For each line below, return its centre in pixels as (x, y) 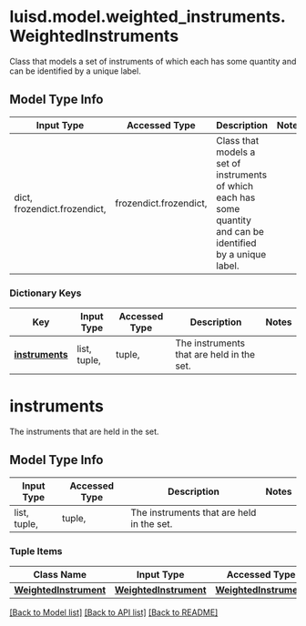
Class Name (60, 575)
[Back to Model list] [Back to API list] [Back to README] (114, 612)
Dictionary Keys (46, 293)
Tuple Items (36, 550)
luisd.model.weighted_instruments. (148, 17)
